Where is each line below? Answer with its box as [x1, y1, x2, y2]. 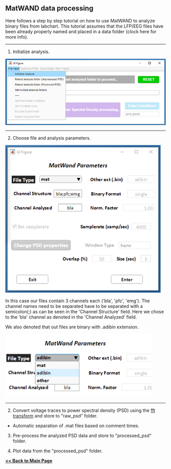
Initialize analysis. [12, 48, 50, 55]
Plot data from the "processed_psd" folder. [12, 448, 103, 454]
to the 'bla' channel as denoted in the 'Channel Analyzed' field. [5, 314, 137, 320]
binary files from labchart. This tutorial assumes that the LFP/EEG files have [5, 23, 164, 29]
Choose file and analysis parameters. [12, 135, 91, 141]
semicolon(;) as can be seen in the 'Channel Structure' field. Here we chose [5, 308, 164, 315]
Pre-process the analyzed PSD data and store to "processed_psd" [12, 432, 152, 438]
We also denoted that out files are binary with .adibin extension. [5, 324, 139, 330]
